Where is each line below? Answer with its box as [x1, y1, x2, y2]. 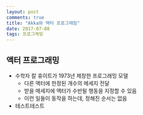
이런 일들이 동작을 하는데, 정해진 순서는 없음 [24, 95, 127, 102]
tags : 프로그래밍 [6, 31, 43, 37]
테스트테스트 [14, 102, 45, 109]
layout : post [6, 8, 39, 15]
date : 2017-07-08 [6, 25, 50, 32]
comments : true [6, 14, 45, 20]
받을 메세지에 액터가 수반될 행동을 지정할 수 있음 [24, 87, 137, 94]
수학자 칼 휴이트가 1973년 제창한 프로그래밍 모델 [14, 72, 129, 79]
